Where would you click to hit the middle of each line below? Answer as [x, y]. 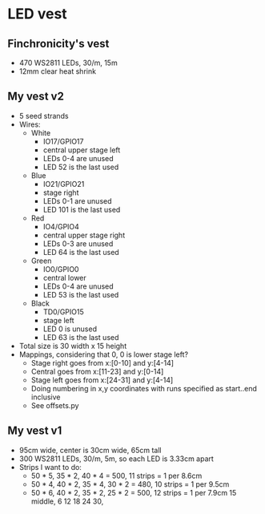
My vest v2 [36, 97]
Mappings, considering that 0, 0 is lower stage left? [104, 354]
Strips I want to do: [50, 467]
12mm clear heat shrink [58, 71]
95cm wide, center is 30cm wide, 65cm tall [90, 450]
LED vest [37, 14]
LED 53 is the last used [81, 294]
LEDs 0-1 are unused [78, 200]
